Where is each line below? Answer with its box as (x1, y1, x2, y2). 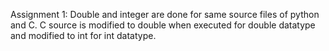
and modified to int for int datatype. (10, 30, 157, 41)
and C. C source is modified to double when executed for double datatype (10, 19, 316, 31)
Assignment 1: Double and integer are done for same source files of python (10, 9, 320, 20)
